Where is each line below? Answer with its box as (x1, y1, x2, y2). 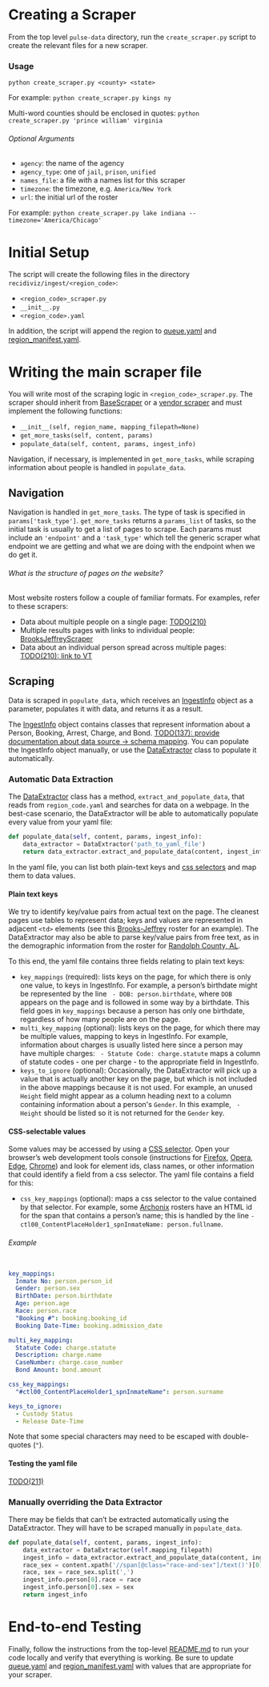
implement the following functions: (8, 406, 122, 416)
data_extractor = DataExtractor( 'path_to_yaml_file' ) (22, 840, 206, 848)
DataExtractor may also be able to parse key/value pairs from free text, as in (8, 932, 259, 942)
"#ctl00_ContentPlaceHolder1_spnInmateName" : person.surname (15, 1387, 224, 1395)
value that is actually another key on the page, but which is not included (19, 1074, 258, 1084)
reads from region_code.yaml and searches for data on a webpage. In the (8, 800, 250, 810)
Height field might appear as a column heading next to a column (19, 1091, 232, 1101)
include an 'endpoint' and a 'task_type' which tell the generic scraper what (8, 533, 260, 542)
